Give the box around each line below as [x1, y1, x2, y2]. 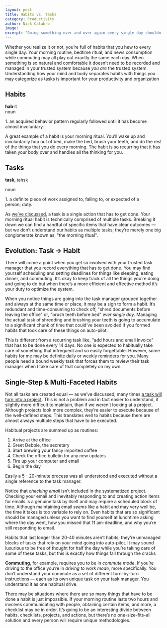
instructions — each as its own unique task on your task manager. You [5, 576, 149, 582]
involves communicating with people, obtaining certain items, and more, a [5, 602, 157, 608]
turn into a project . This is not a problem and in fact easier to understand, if [5, 397, 159, 403]
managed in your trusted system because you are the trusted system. [5, 65, 148, 71]
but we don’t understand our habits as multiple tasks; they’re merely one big [5, 227, 161, 233]
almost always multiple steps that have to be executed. [5, 418, 118, 423]
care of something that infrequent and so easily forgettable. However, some [5, 348, 160, 354]
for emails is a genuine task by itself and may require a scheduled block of [5, 499, 158, 505]
